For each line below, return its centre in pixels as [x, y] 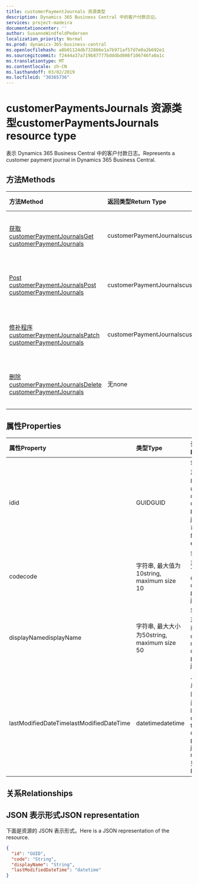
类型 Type [149, 448]
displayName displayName [45, 637]
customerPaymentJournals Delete [55, 384]
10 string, [148, 573]
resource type [41, 136]
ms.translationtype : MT [35, 61]
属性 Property [28, 448]
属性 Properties [34, 426]
